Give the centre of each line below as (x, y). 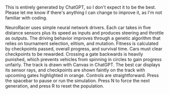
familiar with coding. (26, 18)
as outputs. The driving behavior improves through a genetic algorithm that (83, 38)
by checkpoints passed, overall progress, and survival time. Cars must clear (84, 49)
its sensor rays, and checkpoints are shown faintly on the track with (75, 70)
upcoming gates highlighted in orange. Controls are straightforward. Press (82, 75)
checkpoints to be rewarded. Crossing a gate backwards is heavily (74, 54)
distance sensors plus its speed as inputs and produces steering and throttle (84, 33)
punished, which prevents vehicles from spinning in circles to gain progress (83, 59)
